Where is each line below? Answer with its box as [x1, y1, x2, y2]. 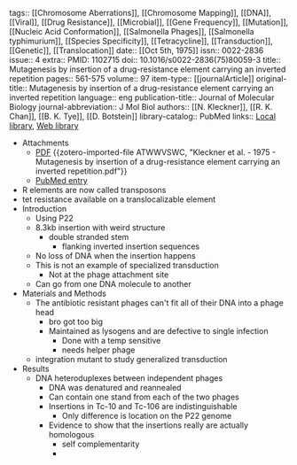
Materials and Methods [21, 288, 106, 298]
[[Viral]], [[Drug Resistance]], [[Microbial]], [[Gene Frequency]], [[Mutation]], [9, 17, 289, 27]
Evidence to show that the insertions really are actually [48, 420, 249, 430]
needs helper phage [61, 345, 136, 355]
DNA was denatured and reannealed [48, 383, 182, 392]
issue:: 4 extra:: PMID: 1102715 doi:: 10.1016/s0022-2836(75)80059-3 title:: [9, 55, 281, 65]
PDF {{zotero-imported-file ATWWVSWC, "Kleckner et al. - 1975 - [35, 147, 277, 158]
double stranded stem [48, 232, 129, 242]
